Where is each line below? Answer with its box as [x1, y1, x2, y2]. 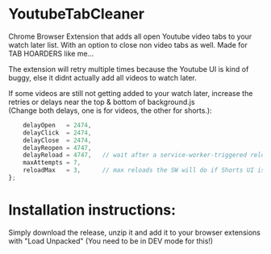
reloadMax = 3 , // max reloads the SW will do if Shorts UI [23, 166, 254, 174]
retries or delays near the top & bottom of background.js [8, 97, 195, 106]
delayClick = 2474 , [23, 128, 92, 137]
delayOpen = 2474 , [23, 121, 92, 129]
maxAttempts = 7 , [23, 159, 81, 167]
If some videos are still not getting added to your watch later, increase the [8, 88, 253, 98]
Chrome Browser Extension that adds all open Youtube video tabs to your [8, 31, 252, 41]
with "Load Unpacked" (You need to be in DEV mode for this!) [8, 235, 214, 246]
